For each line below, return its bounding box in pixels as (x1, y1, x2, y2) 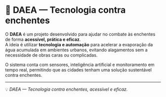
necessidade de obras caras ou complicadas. (5, 52, 98, 58)
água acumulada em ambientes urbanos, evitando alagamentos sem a (5, 47, 148, 53)
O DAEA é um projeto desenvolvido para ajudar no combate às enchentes (5, 31, 156, 37)
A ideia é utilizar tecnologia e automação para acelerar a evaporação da (5, 41, 153, 47)
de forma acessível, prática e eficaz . (5, 36, 81, 42)
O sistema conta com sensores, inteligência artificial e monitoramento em (5, 62, 155, 67)
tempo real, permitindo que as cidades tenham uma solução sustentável (5, 66, 152, 73)
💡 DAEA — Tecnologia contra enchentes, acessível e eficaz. (5, 86, 128, 92)
